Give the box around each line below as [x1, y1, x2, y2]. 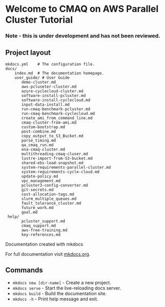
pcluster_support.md [21, 218, 66, 223]
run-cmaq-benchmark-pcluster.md [21, 106, 91, 112]
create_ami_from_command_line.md [21, 115, 93, 120]
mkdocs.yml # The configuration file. [5, 62, 95, 67]
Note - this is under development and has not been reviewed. [5, 32, 160, 39]
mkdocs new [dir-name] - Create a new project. [12, 279, 111, 285]
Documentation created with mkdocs [5, 241, 84, 247]
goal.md [21, 210, 38, 215]
